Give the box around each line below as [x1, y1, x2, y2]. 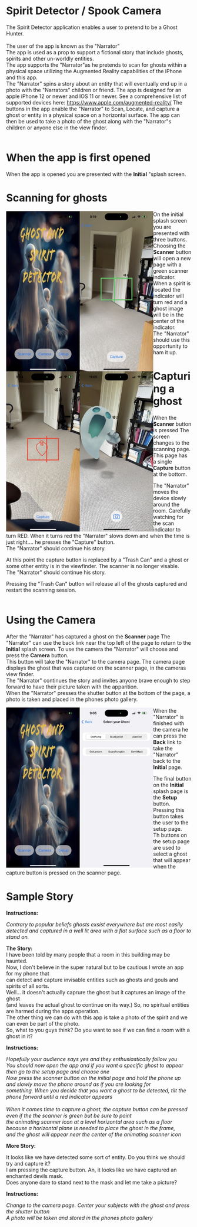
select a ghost [153, 850, 188, 857]
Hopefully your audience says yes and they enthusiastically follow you [6, 1055, 178, 1062]
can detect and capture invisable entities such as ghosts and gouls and [6, 976, 178, 983]
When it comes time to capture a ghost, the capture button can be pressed [6, 1105, 188, 1112]
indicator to [153, 526, 181, 533]
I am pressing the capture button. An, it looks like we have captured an [6, 1166, 177, 1173]
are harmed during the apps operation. [6, 1007, 100, 1014]
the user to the [153, 819, 189, 826]
